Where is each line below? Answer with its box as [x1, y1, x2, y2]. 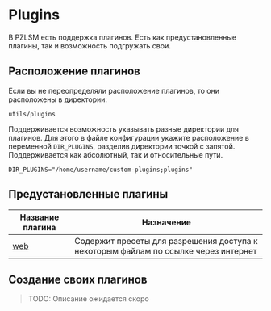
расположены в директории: [8, 95, 107, 104]
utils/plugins [8, 110, 56, 118]
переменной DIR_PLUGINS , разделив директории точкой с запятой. [8, 141, 236, 151]
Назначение [141, 216, 192, 228]
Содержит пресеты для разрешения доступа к [73, 235, 258, 246]
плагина [23, 221, 56, 233]
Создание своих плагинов [8, 272, 148, 286]
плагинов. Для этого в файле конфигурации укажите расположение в [8, 132, 250, 142]
